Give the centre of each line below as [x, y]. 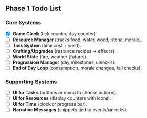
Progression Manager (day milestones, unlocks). [64, 62]
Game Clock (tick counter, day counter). [55, 34]
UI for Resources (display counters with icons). [62, 98]
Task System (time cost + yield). [47, 45]
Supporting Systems [31, 82]
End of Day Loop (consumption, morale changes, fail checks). [77, 68]
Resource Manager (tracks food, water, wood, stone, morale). [78, 40]
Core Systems [23, 23]
